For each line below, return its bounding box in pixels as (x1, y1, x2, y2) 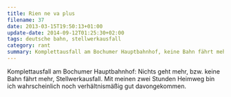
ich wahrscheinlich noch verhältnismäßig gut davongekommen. (7, 82, 187, 90)
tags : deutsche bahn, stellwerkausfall (7, 36, 122, 43)
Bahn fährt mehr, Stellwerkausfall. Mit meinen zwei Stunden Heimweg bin (7, 74, 215, 83)
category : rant (7, 42, 51, 49)
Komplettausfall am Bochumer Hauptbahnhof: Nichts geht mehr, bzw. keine (7, 67, 220, 76)
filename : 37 (7, 17, 45, 23)
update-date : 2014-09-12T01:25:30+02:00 (7, 29, 125, 36)
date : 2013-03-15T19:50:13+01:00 (7, 23, 103, 30)
